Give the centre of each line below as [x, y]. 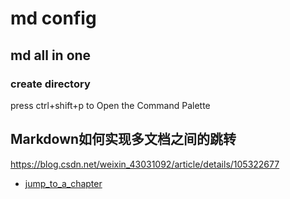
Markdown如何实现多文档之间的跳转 [123, 139]
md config [53, 18]
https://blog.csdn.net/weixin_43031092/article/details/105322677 [145, 164]
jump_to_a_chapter [63, 183]
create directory [50, 84]
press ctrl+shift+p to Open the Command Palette [110, 105]
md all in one [51, 55]
